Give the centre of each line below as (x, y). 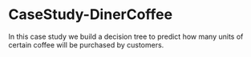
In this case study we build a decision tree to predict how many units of (126, 36)
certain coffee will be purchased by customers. (86, 44)
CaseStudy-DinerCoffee (91, 15)
